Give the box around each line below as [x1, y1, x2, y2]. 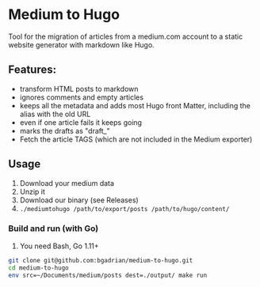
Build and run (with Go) [8, 223, 99, 234]
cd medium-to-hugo [8, 263, 69, 272]
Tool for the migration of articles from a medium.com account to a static [8, 32, 243, 41]
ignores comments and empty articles [19, 93, 144, 102]
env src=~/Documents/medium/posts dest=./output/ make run [8, 271, 208, 279]
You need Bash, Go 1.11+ [19, 241, 99, 251]
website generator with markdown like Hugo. [8, 40, 155, 49]
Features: [8, 63, 57, 77]
